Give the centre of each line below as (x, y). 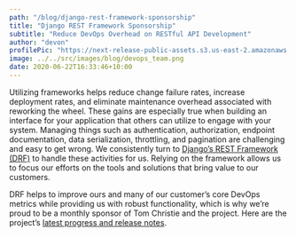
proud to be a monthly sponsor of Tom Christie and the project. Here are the (148, 213)
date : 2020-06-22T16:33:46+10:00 (71, 67)
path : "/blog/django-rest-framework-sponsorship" (103, 17)
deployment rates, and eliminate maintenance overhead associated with (140, 101)
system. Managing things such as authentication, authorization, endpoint (142, 130)
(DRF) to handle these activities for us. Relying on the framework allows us (145, 158)
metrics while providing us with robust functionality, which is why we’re (139, 203)
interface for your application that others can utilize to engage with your (140, 120)
